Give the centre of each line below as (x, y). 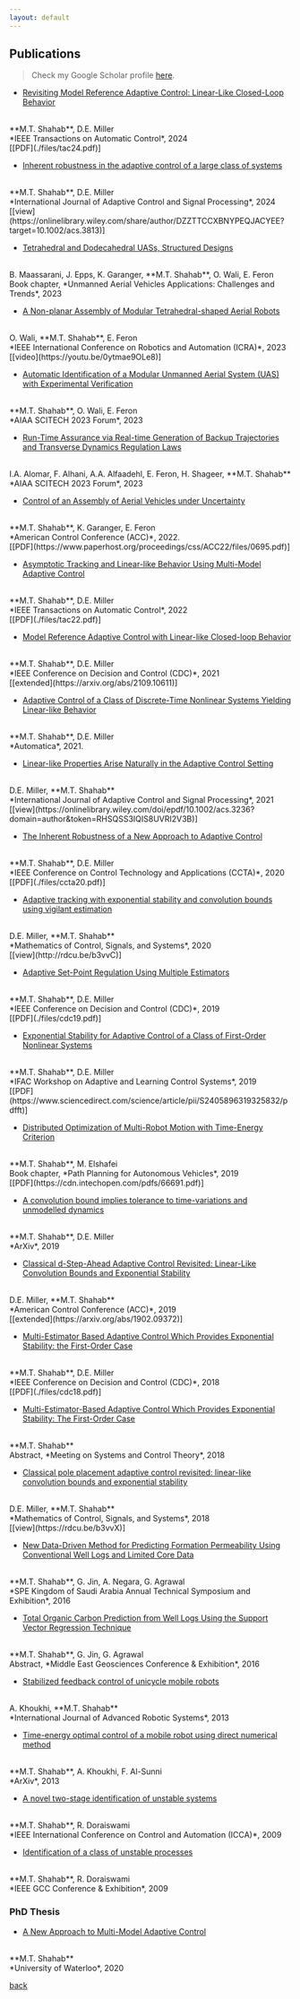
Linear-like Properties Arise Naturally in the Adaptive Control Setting (148, 763)
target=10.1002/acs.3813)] (57, 230)
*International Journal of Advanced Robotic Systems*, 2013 (120, 1718)
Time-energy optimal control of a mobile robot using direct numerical (150, 1736)
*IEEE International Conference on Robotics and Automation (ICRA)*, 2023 (148, 348)
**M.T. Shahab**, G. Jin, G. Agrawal (77, 1655)
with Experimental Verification (77, 384)
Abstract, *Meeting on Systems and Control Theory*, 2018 (117, 1455)
